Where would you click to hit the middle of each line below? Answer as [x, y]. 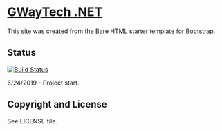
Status [22, 53]
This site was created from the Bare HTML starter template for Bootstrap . [111, 31]
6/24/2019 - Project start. [43, 83]
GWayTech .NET [55, 12]
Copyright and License [57, 104]
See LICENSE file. [32, 121]
